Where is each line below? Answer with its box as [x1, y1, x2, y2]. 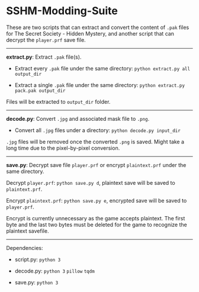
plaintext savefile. [6, 227, 49, 235]
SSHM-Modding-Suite [6, 4, 118, 18]
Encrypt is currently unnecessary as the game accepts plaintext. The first [6, 214, 185, 222]
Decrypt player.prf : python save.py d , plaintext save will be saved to [6, 179, 176, 186]
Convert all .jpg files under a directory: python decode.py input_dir [14, 126, 181, 134]
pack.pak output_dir [14, 88, 66, 94]
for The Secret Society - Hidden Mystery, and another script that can [6, 30, 175, 37]
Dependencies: [6, 244, 43, 251]
